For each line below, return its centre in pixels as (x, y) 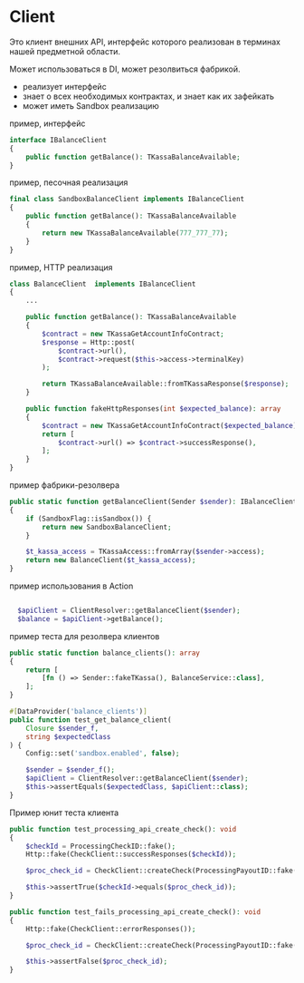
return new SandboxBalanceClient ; (107, 527)
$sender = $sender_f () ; (71, 770)
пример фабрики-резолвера (65, 485)
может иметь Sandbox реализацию (91, 105)
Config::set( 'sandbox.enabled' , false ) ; (103, 754)
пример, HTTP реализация (61, 267)
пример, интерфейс (47, 123)
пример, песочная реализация (69, 182)
